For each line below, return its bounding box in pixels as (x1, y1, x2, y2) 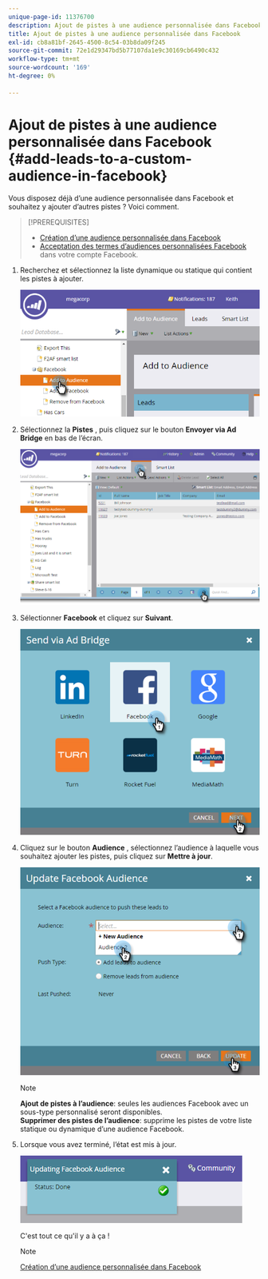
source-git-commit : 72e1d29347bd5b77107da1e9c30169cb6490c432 (8, 46, 219, 55)
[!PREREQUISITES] (27, 217, 89, 227)
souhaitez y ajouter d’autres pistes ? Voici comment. (8, 201, 179, 211)
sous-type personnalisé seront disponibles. (19, 1107, 163, 1117)
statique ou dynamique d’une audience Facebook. (19, 1124, 185, 1134)
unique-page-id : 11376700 (8, 13, 94, 21)
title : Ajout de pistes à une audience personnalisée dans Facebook (8, 30, 241, 38)
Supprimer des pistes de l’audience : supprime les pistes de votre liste (19, 1116, 253, 1126)
